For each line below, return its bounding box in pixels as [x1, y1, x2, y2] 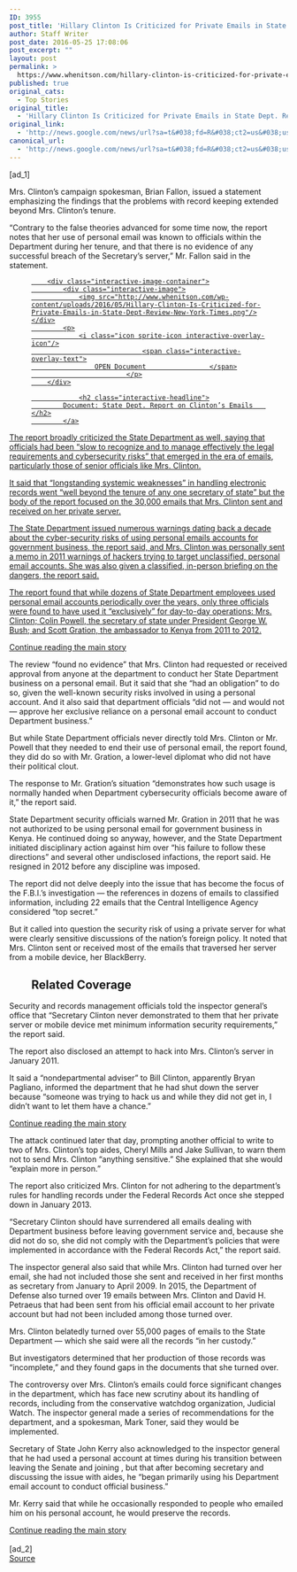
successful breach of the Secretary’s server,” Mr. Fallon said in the [9, 250, 251, 261]
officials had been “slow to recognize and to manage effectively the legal [9, 441, 275, 452]
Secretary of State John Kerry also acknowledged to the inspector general [9, 1444, 280, 1454]
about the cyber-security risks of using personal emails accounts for [9, 532, 259, 543]
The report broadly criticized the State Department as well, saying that [9, 431, 265, 443]
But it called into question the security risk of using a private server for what [9, 923, 286, 934]
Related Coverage [31, 978, 133, 993]
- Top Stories [17, 95, 69, 105]
